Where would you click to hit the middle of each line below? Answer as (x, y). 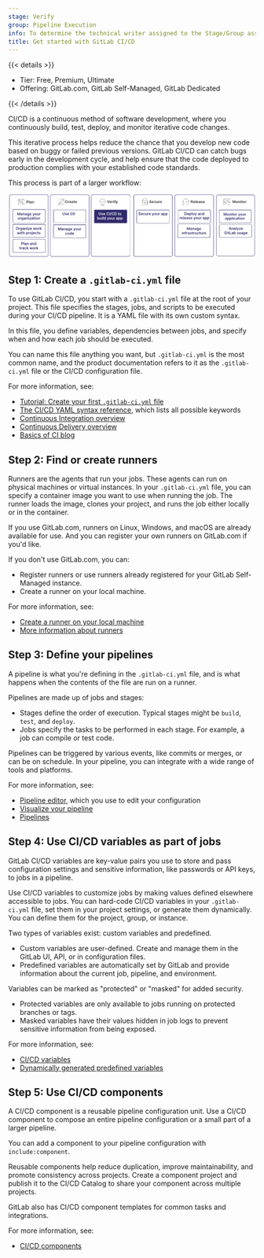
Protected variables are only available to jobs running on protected (127, 1004)
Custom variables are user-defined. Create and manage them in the (129, 948)
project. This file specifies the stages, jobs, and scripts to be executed (122, 308)
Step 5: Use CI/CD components (86, 1092)
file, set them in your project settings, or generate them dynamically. (141, 909)
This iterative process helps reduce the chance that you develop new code (129, 142)
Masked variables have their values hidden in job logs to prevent (124, 1020)
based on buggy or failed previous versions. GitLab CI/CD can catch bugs (128, 151)
